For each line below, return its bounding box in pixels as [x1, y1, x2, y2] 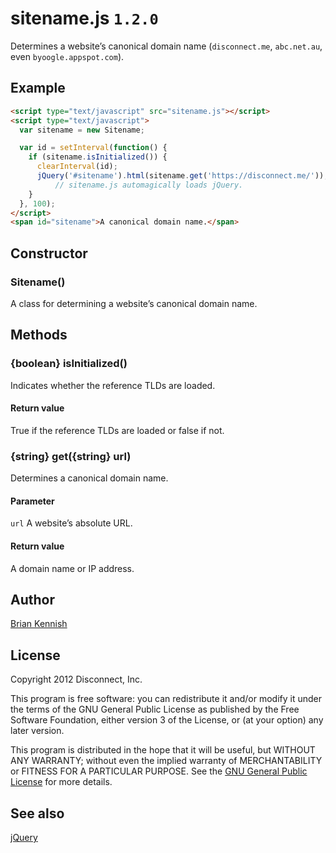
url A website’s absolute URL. [10, 517, 133, 529]
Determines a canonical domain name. [10, 472, 169, 484]
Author [10, 591, 55, 608]
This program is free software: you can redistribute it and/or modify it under [10, 693, 322, 705]
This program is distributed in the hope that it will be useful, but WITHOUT [10, 744, 316, 756]
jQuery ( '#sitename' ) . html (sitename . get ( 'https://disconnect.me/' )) [36, 171, 325, 181]
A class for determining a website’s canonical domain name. [10, 297, 258, 309]
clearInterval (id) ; [36, 162, 118, 172]
